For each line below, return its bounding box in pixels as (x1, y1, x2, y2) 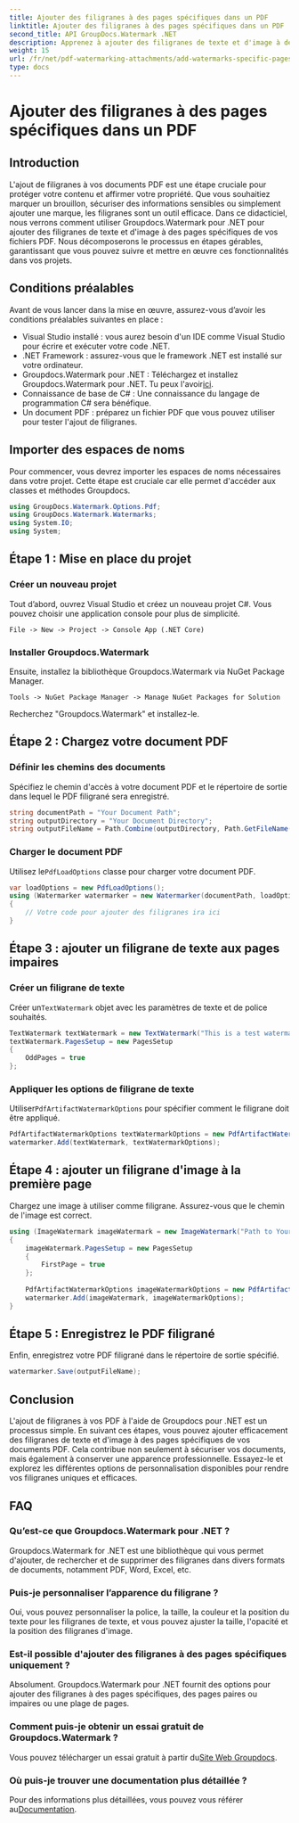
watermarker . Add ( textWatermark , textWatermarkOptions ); (9, 1138, 221, 1147)
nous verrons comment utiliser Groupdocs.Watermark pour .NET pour (9, 217, 265, 227)
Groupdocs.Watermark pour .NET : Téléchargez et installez (21, 369, 238, 380)
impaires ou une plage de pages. (9, 1698, 130, 1709)
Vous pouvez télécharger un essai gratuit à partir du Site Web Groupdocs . (9, 1752, 278, 1762)
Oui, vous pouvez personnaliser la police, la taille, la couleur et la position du (9, 1606, 290, 1618)
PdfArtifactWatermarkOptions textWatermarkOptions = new (9, 1129, 225, 1139)
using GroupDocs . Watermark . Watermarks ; (9, 510, 158, 520)
